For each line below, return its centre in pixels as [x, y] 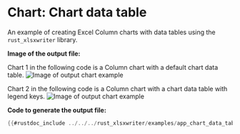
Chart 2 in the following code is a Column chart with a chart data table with [117, 88]
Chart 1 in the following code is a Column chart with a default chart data [113, 67]
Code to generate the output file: [57, 110]
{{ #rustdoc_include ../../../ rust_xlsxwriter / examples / [92, 123]
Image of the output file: [44, 53]
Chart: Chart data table [77, 12]
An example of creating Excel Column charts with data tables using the [111, 32]
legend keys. [26, 96]
